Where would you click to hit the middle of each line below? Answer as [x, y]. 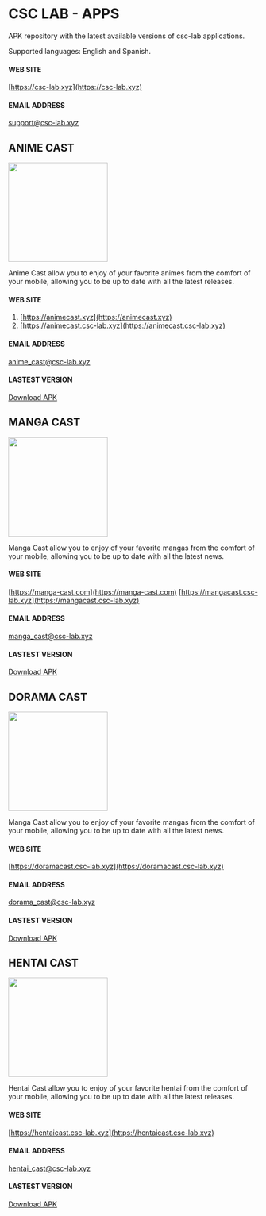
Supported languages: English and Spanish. [79, 51]
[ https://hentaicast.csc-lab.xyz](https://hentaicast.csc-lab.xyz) [111, 1133]
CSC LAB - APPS [64, 14]
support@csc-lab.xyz [44, 123]
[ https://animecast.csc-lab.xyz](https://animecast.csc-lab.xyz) [123, 325]
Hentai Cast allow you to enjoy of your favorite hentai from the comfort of [128, 1088]
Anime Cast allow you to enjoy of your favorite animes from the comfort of [129, 273]
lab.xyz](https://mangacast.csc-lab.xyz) [74, 600]
